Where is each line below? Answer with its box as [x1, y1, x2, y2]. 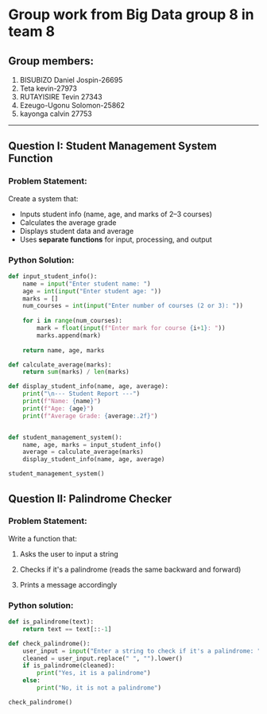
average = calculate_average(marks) [22, 448, 145, 456]
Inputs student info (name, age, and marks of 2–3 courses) [19, 209, 213, 219]
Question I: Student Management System [8, 139, 217, 153]
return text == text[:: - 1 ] [22, 625, 112, 633]
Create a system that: [8, 193, 79, 204]
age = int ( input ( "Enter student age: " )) [22, 287, 161, 295]
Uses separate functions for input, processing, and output [19, 235, 212, 244]
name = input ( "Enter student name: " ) [22, 280, 151, 288]
